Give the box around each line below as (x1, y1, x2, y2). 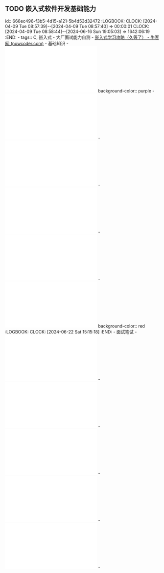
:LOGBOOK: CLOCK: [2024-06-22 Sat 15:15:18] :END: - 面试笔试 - (5, 329, 137, 334)
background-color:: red (97, 323, 145, 329)
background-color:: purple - (97, 88, 155, 93)
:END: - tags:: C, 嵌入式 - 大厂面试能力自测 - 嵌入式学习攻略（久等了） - (5, 34, 150, 40)
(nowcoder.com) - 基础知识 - (10, 40, 69, 46)
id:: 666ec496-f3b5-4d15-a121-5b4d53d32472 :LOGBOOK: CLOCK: (5, 18, 142, 24)
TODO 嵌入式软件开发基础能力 (5, 4, 96, 13)
